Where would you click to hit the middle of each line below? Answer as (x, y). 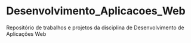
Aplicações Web (26, 33)
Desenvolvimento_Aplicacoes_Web (96, 11)
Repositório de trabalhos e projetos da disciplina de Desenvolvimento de (95, 27)
